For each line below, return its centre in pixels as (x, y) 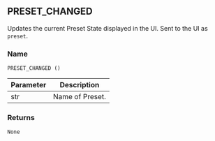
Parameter (29, 85)
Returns (21, 118)
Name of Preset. (80, 97)
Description (80, 85)
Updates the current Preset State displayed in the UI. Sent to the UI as (107, 28)
